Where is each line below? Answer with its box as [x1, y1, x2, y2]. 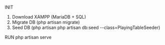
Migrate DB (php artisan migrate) [12, 19, 80, 25]
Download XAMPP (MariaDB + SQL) [12, 14, 86, 19]
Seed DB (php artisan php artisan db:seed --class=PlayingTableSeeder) [12, 24, 160, 30]
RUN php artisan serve [5, 34, 52, 40]
